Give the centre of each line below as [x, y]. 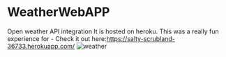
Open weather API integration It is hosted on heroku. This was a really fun [113, 31]
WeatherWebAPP [59, 12]
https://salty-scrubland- [141, 38]
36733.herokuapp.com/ [41, 46]
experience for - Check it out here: [57, 38]
